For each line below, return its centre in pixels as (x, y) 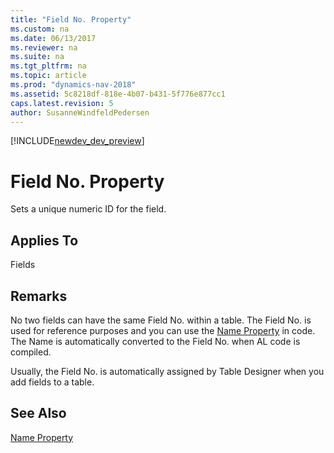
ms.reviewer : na (44, 47)
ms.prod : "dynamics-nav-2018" (73, 85)
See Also (38, 413)
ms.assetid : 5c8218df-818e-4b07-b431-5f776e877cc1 (118, 94)
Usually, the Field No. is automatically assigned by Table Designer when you (167, 371)
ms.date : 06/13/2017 (53, 38)
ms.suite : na (37, 57)
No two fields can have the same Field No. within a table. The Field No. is (161, 320)
